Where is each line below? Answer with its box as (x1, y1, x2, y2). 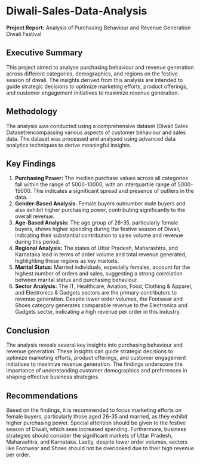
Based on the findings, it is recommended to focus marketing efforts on (6, 407, 182, 414)
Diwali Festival (6, 30, 42, 37)
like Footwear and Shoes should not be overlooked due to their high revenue (6, 445, 194, 451)
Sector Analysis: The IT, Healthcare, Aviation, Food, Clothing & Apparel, (14, 283, 193, 290)
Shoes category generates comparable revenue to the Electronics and (14, 302, 188, 309)
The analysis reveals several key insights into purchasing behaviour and (6, 341, 183, 348)
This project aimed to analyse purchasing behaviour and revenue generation (6, 63, 194, 71)
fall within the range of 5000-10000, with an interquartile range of (14, 181, 177, 188)
